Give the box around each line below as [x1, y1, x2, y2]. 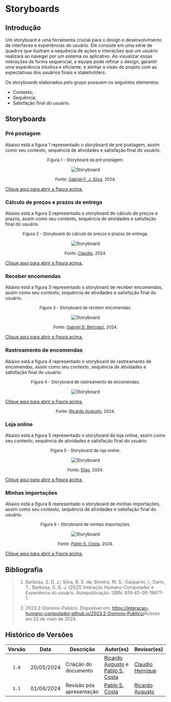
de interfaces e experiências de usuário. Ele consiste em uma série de [5, 42, 153, 48]
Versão [8, 645, 26, 653]
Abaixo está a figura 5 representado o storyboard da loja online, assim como [5, 432, 166, 438]
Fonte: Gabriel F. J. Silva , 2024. [55, 176, 116, 182]
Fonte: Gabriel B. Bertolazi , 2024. [53, 324, 118, 330]
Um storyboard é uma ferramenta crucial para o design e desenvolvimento [5, 37, 162, 43]
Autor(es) [104, 645, 129, 653]
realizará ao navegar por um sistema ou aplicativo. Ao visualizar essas [5, 53, 153, 59]
